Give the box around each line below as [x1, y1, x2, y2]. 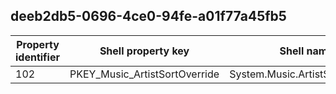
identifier [15, 50, 60, 64]
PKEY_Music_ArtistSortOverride [69, 67, 220, 81]
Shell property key [99, 44, 190, 58]
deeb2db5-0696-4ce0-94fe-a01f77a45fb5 [10, 8, 287, 25]
